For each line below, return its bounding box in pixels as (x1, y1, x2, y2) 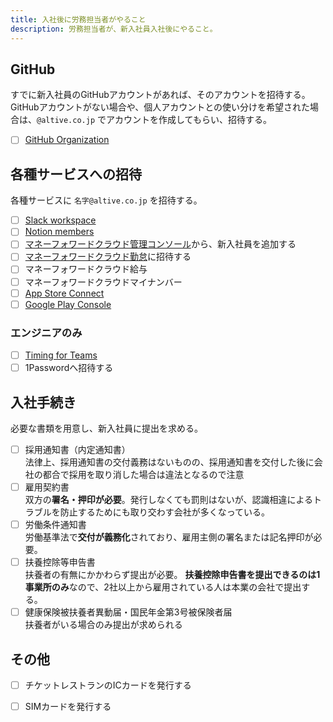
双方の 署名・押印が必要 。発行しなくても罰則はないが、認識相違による (24, 494, 313, 506)
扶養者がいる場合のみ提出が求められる (24, 619, 183, 631)
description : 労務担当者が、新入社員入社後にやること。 (10, 24, 218, 34)
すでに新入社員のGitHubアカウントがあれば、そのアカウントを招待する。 (10, 89, 311, 101)
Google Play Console (24, 298, 112, 310)
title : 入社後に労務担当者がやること (10, 14, 147, 25)
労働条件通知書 (24, 519, 87, 531)
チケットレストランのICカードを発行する (24, 679, 192, 691)
